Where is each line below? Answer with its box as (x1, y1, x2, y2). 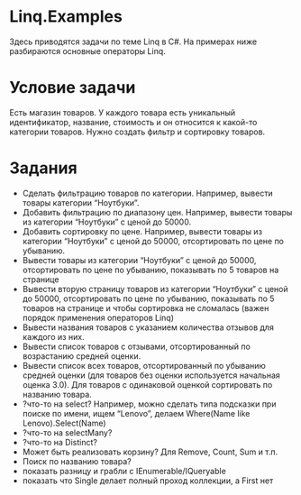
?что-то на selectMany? (22, 426, 113, 438)
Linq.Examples (9, 6, 123, 27)
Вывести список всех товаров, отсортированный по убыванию (22, 360, 266, 371)
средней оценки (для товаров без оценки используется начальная (22, 370, 281, 380)
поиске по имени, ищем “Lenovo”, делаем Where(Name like (22, 408, 251, 418)
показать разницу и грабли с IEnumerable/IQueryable (22, 465, 227, 476)
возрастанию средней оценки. (22, 350, 141, 362)
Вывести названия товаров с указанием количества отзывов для (22, 322, 275, 333)
